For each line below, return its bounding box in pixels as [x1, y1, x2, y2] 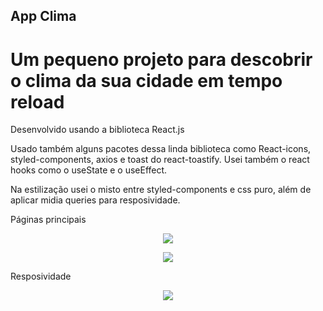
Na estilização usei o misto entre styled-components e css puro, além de [10, 184, 312, 196]
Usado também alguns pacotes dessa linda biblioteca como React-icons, [10, 143, 312, 155]
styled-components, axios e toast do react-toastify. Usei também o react [10, 154, 310, 166]
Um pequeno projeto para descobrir [10, 48, 313, 71]
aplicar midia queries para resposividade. [10, 194, 181, 206]
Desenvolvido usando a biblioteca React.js [10, 124, 185, 136]
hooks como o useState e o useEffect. [10, 164, 168, 176]
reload [10, 90, 65, 113]
